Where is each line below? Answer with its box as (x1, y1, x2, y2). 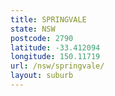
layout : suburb (10, 71, 74, 81)
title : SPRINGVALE (10, 14, 87, 25)
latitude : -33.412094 (10, 42, 101, 53)
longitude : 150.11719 (10, 52, 101, 62)
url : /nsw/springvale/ (10, 61, 105, 71)
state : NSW (10, 24, 56, 34)
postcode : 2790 (10, 33, 74, 43)
